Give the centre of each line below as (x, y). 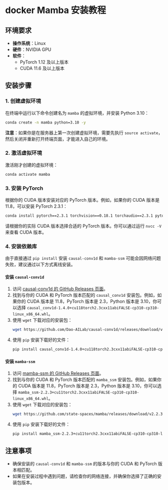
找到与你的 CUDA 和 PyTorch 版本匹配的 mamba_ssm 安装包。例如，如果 (85, 380)
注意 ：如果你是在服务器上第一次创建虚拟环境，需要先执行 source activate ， (84, 133)
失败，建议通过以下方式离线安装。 (40, 265)
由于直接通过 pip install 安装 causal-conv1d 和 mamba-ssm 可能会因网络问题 (83, 258)
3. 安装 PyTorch (24, 188)
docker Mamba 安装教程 (56, 10)
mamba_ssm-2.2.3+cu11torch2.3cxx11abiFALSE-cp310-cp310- (79, 393)
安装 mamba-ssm (20, 361)
